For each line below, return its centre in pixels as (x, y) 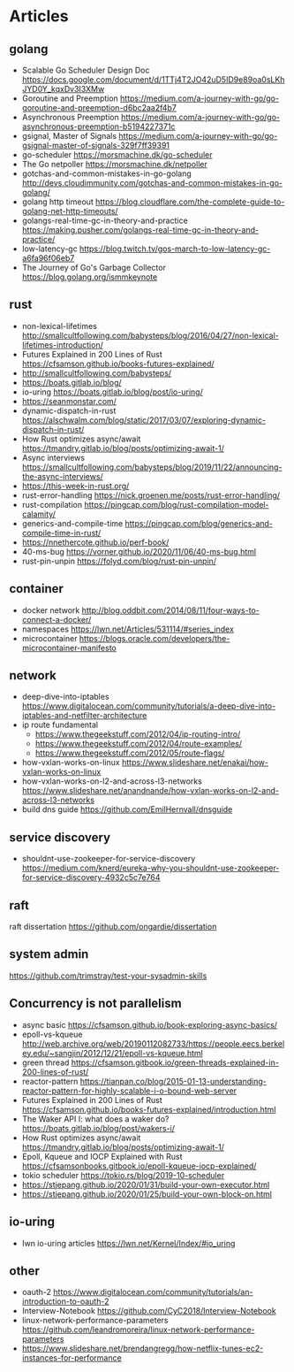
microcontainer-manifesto (69, 648)
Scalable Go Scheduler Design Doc (86, 70)
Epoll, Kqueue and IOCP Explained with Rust (102, 1156)
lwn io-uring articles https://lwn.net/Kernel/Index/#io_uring (128, 1243)
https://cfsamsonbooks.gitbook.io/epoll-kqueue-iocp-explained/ (139, 1166)
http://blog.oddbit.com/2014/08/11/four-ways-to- (171, 610)
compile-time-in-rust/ (61, 533)
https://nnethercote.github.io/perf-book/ (95, 542)
